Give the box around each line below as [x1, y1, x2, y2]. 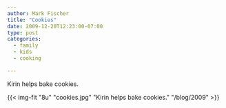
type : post [7, 29, 39, 36]
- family [13, 42, 39, 49]
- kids [13, 49, 32, 56]
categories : [7, 36, 41, 43]
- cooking [13, 55, 41, 62]
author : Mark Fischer [7, 10, 70, 17]
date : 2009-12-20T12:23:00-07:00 [7, 23, 103, 30]
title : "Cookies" [7, 17, 57, 23]
